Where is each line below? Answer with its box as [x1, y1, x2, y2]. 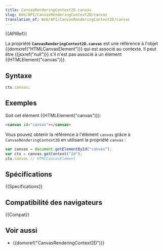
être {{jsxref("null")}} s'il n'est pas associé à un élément [5, 51, 122, 57]
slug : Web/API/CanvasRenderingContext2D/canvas [5, 12, 108, 17]
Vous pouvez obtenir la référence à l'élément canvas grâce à [5, 131, 131, 137]
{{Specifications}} [5, 184, 43, 190]
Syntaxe [5, 71, 32, 80]
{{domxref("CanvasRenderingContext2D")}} [12, 239, 105, 246]
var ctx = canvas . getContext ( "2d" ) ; [5, 151, 83, 156]
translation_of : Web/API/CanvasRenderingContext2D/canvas [5, 17, 130, 22]
